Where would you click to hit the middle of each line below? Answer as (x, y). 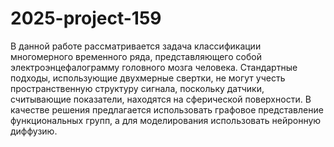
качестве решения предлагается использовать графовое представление (167, 109)
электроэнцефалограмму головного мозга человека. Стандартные (154, 67)
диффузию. (34, 131)
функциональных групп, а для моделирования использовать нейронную (166, 120)
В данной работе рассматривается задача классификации (136, 46)
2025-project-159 (86, 18)
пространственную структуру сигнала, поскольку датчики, (137, 88)
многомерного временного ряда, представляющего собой (136, 56)
